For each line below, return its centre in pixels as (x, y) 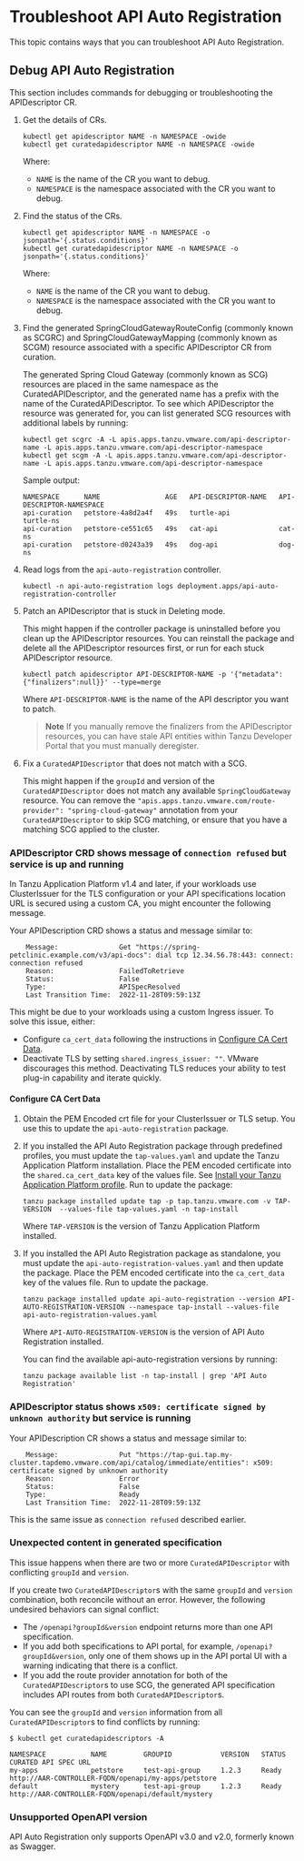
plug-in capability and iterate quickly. (92, 1078)
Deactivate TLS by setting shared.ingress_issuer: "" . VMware (140, 1059)
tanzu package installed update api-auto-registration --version (148, 1299)
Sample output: (51, 480)
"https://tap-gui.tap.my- (184, 1454)
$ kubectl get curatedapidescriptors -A (87, 1738)
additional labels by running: (75, 422)
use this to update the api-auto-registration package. (125, 1129)
